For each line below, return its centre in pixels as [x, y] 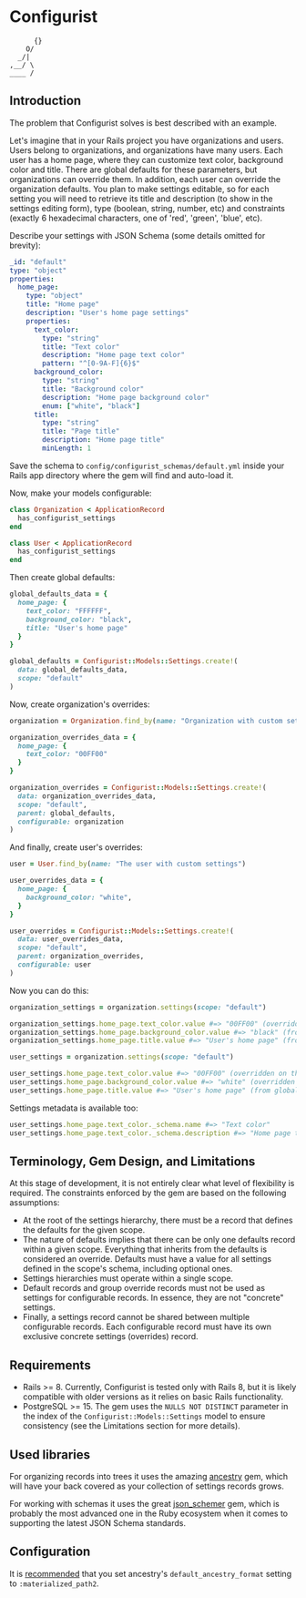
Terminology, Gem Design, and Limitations [133, 1161]
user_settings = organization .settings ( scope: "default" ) [122, 1057]
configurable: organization [71, 822]
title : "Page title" [81, 431]
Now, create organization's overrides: [80, 704]
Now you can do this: [49, 990]
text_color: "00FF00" [66, 754]
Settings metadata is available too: [74, 1108]
